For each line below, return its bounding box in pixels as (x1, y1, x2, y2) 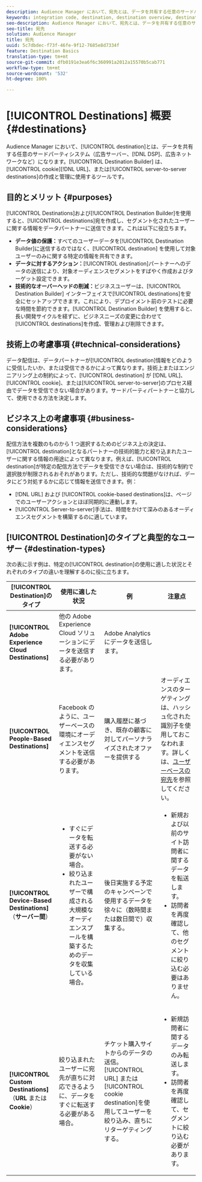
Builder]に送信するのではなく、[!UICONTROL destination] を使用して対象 (14, 244, 197, 252)
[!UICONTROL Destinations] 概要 (6, 109, 171, 123)
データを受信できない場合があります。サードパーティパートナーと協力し (16, 387, 195, 394)
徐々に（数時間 (104, 906, 147, 914)
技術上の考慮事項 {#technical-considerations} (6, 340, 181, 350)
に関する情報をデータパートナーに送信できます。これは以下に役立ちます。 (6, 224, 190, 232)
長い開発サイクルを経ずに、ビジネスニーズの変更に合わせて (14, 313, 162, 320)
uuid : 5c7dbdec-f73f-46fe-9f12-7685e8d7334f (6, 43, 120, 49)
